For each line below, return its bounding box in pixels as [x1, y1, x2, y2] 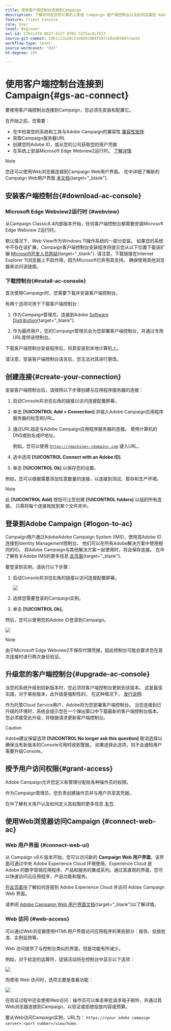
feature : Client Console [5, 17, 58, 22]
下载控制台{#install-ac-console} [5, 277, 87, 285]
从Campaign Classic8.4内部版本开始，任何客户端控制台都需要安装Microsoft [5, 221, 164, 227]
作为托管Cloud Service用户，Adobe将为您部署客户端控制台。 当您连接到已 [5, 701, 162, 708]
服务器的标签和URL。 [12, 415, 58, 421]
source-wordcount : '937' [5, 45, 58, 51]
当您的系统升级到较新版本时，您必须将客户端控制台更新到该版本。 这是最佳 [5, 684, 163, 690]
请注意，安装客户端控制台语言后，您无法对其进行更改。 [5, 356, 121, 362]
